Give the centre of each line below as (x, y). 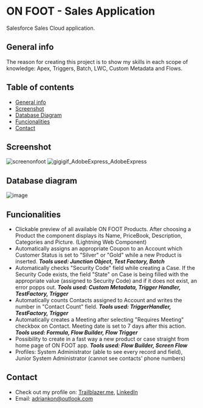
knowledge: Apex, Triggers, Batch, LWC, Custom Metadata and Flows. (95, 68)
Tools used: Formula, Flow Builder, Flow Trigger (76, 332)
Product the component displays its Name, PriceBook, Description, (98, 236)
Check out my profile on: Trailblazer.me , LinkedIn (77, 392)
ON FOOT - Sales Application (81, 11)
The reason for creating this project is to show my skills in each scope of (97, 61)
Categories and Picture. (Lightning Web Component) (81, 242)
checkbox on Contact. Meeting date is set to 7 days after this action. (101, 326)
